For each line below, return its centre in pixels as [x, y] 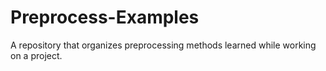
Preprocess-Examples [105, 17]
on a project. [36, 55]
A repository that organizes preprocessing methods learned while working [163, 45]
